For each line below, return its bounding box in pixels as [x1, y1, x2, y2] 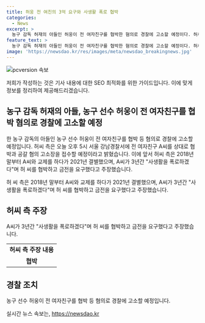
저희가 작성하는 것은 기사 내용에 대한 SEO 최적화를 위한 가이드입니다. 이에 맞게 [6, 79, 193, 86]
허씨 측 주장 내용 [9, 246, 54, 254]
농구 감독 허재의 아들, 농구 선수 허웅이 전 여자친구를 [6, 106, 187, 116]
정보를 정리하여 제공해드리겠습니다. [6, 87, 90, 94]
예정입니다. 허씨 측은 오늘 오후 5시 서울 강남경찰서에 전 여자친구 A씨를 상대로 [6, 143, 189, 150]
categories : [6, 15, 37, 21]
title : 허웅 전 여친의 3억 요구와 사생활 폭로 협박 [6, 9, 119, 15]
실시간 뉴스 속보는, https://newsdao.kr [6, 310, 99, 318]
